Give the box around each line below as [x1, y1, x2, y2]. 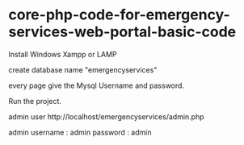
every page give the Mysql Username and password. [8, 81, 184, 90]
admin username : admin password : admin [8, 127, 152, 137]
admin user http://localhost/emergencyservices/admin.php [8, 111, 204, 122]
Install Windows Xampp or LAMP [8, 49, 117, 59]
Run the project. [8, 96, 62, 106]
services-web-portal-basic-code [8, 23, 237, 41]
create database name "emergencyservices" [8, 64, 158, 74]
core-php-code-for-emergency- [8, 6, 230, 24]
